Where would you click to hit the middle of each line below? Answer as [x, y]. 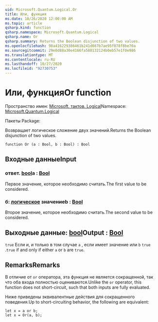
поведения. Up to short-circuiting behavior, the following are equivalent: [77, 302]
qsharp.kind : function [28, 28]
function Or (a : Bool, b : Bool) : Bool [48, 144]
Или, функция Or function [58, 93]
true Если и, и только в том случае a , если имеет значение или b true [78, 244]
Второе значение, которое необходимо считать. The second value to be [79, 212]
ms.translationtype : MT [29, 55]
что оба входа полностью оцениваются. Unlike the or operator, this [73, 282]
